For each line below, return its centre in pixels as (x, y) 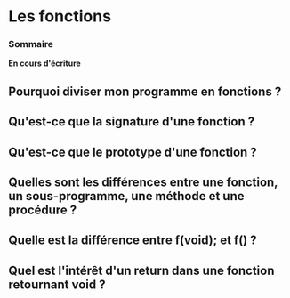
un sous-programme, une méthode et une (127, 196)
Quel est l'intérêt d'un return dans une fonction (141, 270)
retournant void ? (57, 284)
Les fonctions (60, 16)
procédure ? (43, 210)
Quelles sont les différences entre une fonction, (143, 183)
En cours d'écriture (44, 63)
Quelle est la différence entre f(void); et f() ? (133, 241)
